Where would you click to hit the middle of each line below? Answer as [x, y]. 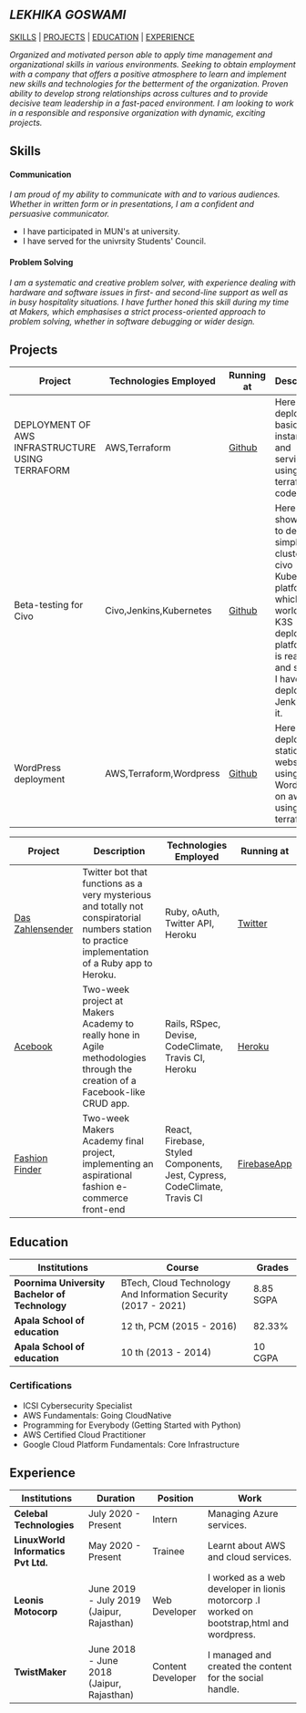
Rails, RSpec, [193, 1024]
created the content [250, 1667]
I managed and [240, 1656]
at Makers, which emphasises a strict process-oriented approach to [138, 311]
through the [107, 1069]
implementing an [117, 1164]
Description [119, 851]
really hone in [111, 1036]
